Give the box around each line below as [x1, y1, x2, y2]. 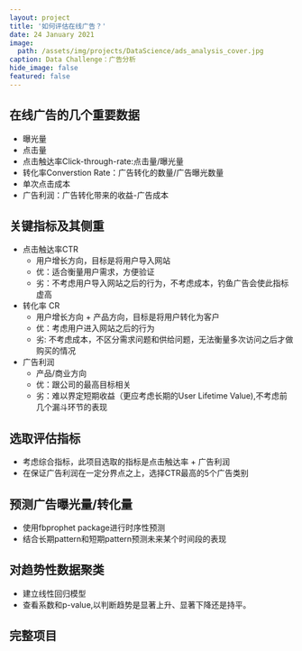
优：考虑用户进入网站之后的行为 [35, 323, 155, 334]
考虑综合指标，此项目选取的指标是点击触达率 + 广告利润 [22, 456, 230, 467]
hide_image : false [9, 64, 78, 73]
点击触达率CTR [22, 244, 79, 255]
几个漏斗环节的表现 [35, 402, 108, 413]
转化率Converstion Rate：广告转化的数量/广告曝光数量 [22, 167, 224, 178]
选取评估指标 [9, 430, 81, 446]
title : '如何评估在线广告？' [9, 22, 106, 31]
